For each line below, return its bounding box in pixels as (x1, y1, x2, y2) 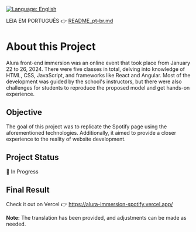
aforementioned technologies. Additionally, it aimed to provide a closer (6, 129, 177, 136)
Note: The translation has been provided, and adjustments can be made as (6, 214, 187, 221)
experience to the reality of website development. (6, 135, 126, 142)
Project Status (6, 152, 60, 162)
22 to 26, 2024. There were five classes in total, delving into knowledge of (6, 65, 185, 73)
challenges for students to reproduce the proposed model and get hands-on (6, 84, 190, 91)
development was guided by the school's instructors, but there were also (6, 78, 183, 85)
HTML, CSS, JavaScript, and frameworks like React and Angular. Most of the (6, 71, 191, 79)
